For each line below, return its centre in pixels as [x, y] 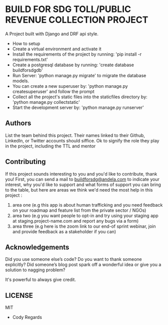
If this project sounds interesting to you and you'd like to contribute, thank [81, 174]
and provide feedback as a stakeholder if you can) [64, 231]
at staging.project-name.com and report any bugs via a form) [75, 221]
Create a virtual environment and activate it [57, 49]
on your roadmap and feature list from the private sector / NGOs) [79, 210]
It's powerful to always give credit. [41, 280]
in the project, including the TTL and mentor [50, 146]
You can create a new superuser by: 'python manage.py [70, 86]
